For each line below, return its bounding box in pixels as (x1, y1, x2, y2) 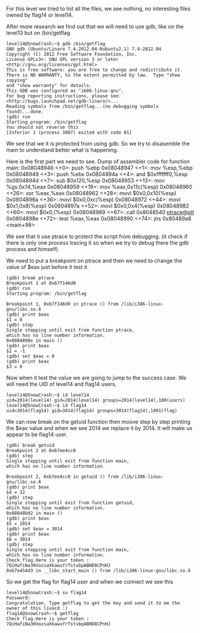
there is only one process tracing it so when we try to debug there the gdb (6, 239, 189, 246)
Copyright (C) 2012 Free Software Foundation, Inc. (6, 51, 137, 57)
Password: (6, 595, 31, 601)
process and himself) (6, 246, 59, 252)
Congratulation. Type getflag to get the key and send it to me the (6, 600, 180, 606)
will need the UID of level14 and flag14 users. (6, 381, 117, 387)
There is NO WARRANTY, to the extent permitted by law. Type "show (6, 72, 180, 78)
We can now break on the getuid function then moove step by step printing (6, 418, 191, 425)
